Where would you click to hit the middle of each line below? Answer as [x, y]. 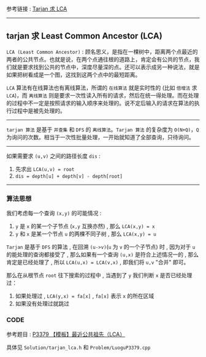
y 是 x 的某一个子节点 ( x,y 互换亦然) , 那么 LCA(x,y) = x [85, 226]
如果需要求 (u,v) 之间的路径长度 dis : [54, 156]
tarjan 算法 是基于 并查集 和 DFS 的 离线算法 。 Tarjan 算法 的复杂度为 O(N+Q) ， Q [103, 129]
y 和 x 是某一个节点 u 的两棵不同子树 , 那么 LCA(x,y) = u [86, 234]
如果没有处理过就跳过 [42, 304]
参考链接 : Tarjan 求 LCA [37, 9]
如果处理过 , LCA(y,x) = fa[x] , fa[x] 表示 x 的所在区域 [85, 296]
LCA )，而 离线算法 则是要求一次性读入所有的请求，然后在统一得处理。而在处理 [103, 95]
